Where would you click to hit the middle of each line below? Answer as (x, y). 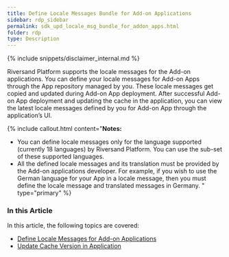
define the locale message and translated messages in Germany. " (111, 186)
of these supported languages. (61, 157)
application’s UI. (30, 115)
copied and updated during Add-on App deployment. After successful (106, 94)
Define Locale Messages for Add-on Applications (87, 239)
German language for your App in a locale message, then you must (112, 178)
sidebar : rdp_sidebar (38, 20)
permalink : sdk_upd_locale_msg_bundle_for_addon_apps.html (93, 26)
